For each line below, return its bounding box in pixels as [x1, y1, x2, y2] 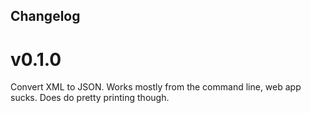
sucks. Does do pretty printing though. [10, 92, 170, 104]
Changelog [10, 8, 81, 25]
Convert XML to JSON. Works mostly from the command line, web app [10, 81, 302, 93]
